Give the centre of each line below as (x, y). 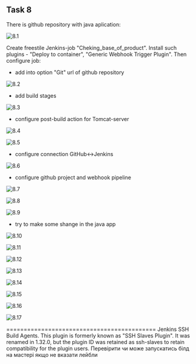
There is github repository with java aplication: (64, 24)
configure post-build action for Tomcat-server (72, 119)
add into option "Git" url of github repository (69, 72)
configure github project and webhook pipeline (73, 177)
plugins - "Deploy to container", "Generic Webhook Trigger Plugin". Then (96, 54)
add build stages (35, 95)
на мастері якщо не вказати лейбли (52, 354)
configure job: (23, 60)
